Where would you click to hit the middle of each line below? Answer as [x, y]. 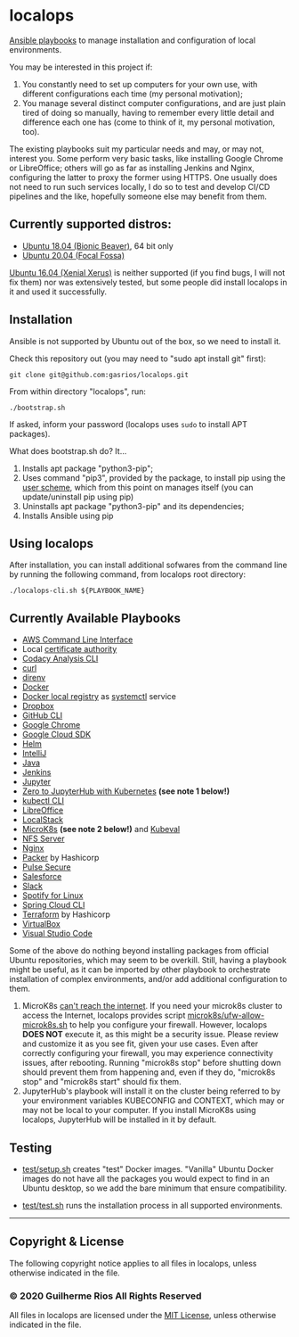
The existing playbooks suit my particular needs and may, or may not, [137, 149]
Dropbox [38, 706]
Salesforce [42, 877]
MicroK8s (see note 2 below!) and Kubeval [101, 829]
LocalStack [43, 820]
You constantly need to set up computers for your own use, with [140, 84]
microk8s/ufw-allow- [226, 1015]
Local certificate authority [69, 649]
